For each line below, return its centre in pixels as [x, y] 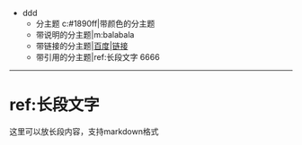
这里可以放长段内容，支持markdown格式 [84, 131]
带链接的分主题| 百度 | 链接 [82, 46]
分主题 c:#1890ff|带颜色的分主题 [95, 23]
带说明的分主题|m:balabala [85, 34]
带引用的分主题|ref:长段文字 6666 [98, 57]
